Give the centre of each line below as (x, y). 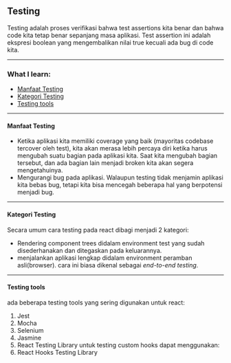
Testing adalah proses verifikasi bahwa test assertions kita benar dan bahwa (115, 27)
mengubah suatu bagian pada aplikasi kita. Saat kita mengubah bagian (117, 156)
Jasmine (29, 338)
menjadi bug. (36, 192)
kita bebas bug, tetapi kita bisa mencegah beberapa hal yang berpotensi (120, 185)
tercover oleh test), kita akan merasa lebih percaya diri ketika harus (112, 148)
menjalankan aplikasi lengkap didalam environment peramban (104, 258)
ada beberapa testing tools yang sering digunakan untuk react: (96, 302)
